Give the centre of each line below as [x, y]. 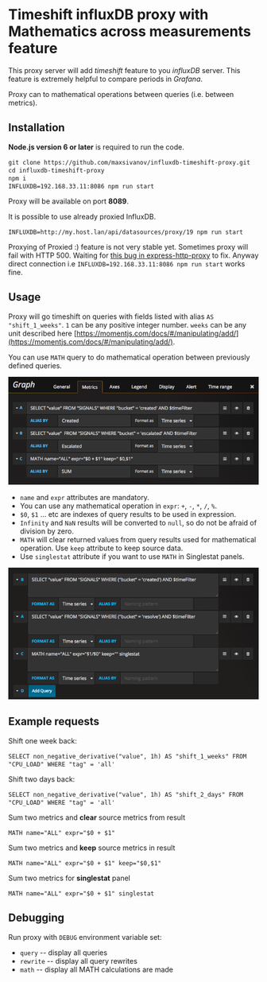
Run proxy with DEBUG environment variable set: [85, 937]
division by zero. [46, 531]
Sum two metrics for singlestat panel [70, 878]
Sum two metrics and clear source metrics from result [97, 817]
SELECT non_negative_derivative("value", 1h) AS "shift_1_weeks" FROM [128, 756]
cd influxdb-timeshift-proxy [56, 170]
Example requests [54, 722]
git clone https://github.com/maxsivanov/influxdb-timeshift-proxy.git [129, 162]
